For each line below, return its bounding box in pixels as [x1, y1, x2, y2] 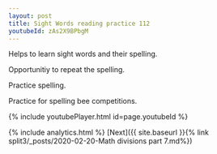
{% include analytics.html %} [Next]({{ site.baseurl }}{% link [8, 127, 209, 138]
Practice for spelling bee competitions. [8, 96, 138, 106]
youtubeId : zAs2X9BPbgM [8, 27, 89, 35]
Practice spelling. [8, 80, 66, 90]
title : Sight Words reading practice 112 [8, 19, 151, 28]
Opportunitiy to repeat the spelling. [8, 65, 126, 75]
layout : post [8, 11, 53, 20]
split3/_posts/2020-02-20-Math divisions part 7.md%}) [8, 136, 193, 146]
